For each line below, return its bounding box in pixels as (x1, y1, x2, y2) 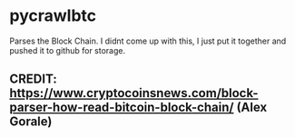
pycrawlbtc (9, 5, 97, 26)
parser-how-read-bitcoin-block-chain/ (9, 100, 234, 115)
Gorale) (9, 114, 53, 130)
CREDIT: (9, 72, 57, 87)
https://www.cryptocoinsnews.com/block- (9, 85, 259, 101)
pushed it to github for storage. (9, 44, 126, 55)
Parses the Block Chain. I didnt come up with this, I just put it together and (9, 35, 287, 46)
